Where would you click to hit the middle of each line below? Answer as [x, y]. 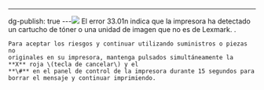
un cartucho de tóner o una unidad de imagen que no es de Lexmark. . [122, 29]
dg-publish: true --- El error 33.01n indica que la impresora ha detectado [130, 21]
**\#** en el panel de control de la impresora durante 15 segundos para [132, 71]
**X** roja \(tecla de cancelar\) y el [73, 64]
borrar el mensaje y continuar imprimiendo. [82, 78]
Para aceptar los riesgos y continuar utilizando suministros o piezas [128, 44]
